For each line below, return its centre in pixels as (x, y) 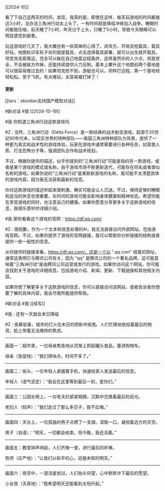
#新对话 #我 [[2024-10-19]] (33, 111)
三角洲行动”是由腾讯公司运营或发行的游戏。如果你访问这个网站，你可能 (87, 264)
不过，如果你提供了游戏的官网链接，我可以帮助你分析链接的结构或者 (91, 235)
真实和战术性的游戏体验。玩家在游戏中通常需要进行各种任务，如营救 (87, 144)
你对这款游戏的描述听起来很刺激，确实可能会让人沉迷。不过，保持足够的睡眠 (82, 190)
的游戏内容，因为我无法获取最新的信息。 (46, 179)
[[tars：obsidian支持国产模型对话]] (40, 101)
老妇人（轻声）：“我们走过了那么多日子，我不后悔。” (56, 407)
